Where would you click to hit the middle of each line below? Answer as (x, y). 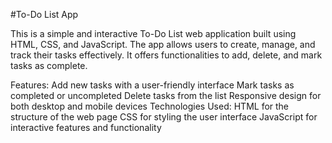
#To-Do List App (44, 14)
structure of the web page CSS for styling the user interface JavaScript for (164, 117)
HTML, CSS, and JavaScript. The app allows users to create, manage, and (163, 44)
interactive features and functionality (86, 127)
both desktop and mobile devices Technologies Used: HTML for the (150, 106)
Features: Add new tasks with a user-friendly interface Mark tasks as (152, 85)
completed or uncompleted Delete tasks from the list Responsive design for (166, 95)
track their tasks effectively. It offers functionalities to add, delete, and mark (166, 55)
